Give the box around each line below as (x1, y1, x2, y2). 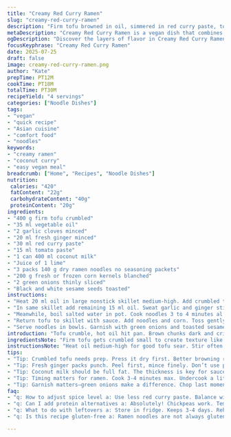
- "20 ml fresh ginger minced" (7, 234, 97, 241)
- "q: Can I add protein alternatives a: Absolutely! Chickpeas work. (7, 401, 214, 407)
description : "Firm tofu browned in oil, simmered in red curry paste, (7, 23, 217, 30)
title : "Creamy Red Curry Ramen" (7, 10, 103, 17)
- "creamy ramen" (7, 151, 57, 158)
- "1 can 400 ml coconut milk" (7, 253, 97, 260)
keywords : (7, 145, 36, 151)
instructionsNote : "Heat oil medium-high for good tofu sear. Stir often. (7, 343, 226, 350)
